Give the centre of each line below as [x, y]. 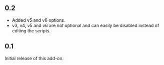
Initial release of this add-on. [34, 58]
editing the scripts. [31, 31]
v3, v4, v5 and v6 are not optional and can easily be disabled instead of [85, 25]
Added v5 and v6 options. [38, 20]
